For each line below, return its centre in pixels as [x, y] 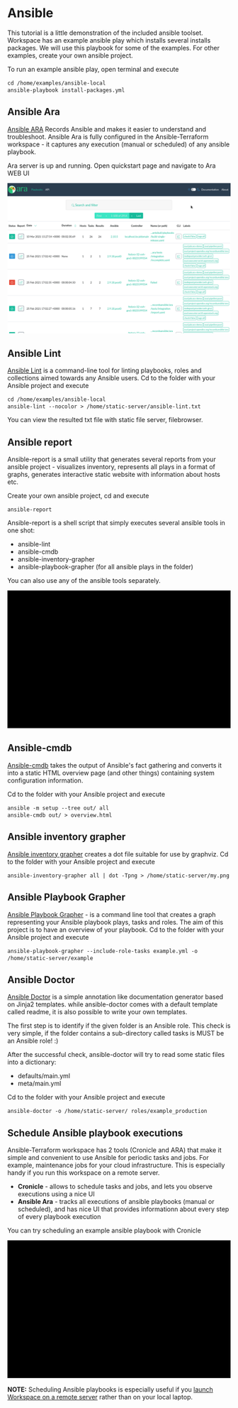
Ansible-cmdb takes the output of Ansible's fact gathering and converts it [114, 765]
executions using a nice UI [56, 1194]
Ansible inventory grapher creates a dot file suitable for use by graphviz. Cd [118, 854]
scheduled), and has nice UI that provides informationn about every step [123, 1209]
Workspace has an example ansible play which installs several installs [109, 40]
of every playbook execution [59, 1217]
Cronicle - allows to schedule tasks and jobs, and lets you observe [115, 1187]
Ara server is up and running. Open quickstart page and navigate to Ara [112, 166]
